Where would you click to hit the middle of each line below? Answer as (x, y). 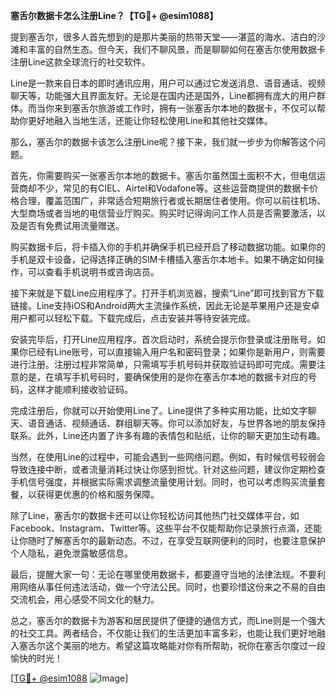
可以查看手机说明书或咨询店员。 (93, 272)
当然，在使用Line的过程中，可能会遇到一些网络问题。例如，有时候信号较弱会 (168, 457)
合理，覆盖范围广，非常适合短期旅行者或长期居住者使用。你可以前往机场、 (172, 200)
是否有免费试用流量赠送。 (71, 225)
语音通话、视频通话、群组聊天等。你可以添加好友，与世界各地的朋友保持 (176, 423)
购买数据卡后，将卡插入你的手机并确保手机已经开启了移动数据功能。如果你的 (168, 247)
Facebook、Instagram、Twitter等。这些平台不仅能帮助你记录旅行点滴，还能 (166, 528)
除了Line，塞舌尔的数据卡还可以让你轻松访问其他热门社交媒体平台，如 (155, 515)
